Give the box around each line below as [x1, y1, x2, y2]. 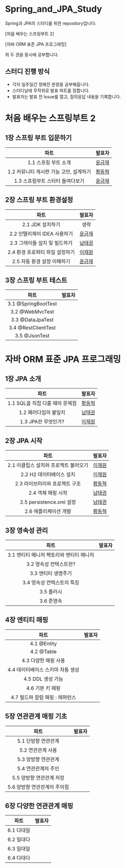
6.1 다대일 [7, 827, 30, 834]
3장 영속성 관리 [5, 526, 48, 534]
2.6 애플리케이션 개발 [24, 508, 72, 515]
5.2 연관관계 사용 [19, 747, 57, 754]
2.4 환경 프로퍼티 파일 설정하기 [7, 249, 75, 255]
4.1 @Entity [30, 640, 57, 647]
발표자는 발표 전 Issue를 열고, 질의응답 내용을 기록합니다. [12, 93, 121, 99]
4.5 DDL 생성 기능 [24, 675, 64, 682]
